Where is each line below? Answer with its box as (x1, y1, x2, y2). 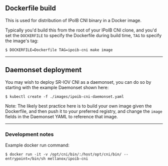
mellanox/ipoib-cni (47, 156, 88, 161)
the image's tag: (5, 38, 38, 44)
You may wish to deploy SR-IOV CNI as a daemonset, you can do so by (5, 79, 151, 85)
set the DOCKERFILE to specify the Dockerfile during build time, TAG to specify (5, 32, 162, 38)
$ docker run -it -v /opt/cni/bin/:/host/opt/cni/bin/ (5, 151, 122, 157)
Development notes (5, 130, 54, 137)
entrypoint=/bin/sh (5, 156, 46, 161)
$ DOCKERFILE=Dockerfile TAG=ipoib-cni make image (5, 47, 113, 52)
